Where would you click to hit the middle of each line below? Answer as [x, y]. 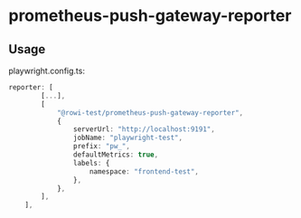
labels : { [91, 163]
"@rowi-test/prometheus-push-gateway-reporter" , [150, 113]
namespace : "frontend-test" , [144, 171]
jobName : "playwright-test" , [127, 138]
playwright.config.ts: [47, 71]
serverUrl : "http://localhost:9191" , [144, 129]
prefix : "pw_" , [101, 147]
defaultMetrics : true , [116, 155]
